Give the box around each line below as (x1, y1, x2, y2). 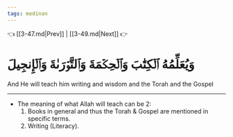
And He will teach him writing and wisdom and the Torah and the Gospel (7, 80, 214, 88)
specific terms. (27, 114, 71, 122)
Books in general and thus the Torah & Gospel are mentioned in (27, 107, 209, 115)
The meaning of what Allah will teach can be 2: (17, 100, 152, 108)
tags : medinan (7, 10, 49, 17)
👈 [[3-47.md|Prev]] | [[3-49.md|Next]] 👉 (7, 29, 128, 38)
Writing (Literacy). (27, 122, 80, 130)
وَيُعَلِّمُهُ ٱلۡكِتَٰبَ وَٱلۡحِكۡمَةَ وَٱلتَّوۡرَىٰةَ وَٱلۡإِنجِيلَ (7, 56, 195, 72)
